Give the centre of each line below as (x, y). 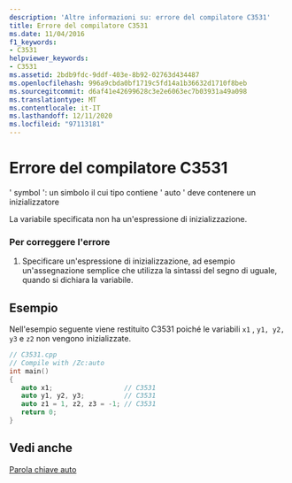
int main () (29, 371)
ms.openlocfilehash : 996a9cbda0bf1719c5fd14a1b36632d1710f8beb (128, 83)
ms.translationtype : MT (53, 100)
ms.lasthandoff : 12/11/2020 (61, 116)
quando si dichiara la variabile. (78, 280)
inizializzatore (35, 202)
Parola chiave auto (43, 469)
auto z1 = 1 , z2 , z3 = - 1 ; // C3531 (88, 404)
